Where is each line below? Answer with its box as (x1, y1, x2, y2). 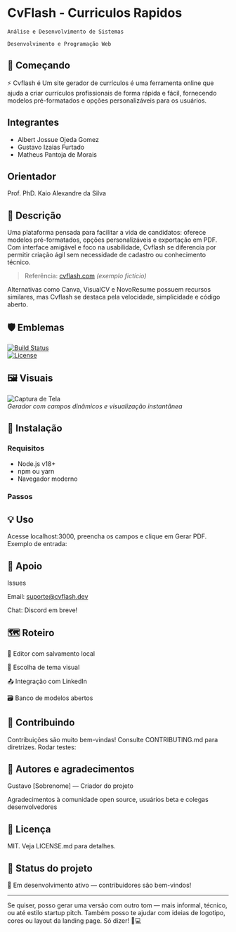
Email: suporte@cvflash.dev (7, 593, 88, 601)
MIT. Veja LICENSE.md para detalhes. (7, 842, 116, 850)
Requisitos (7, 444, 44, 453)
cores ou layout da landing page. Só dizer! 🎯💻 (7, 917, 142, 925)
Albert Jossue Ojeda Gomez (17, 135, 100, 143)
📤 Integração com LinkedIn (7, 677, 88, 685)
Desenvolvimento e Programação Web (7, 40, 112, 47)
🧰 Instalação (7, 422, 63, 434)
